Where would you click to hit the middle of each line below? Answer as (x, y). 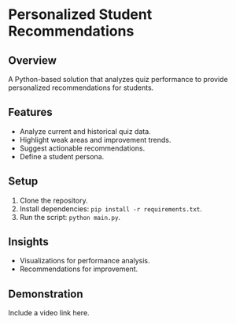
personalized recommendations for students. (81, 88)
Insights (29, 242)
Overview (33, 60)
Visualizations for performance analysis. (85, 261)
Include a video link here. (49, 313)
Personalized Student (80, 15)
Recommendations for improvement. (79, 269)
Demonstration (46, 294)
